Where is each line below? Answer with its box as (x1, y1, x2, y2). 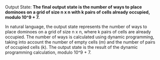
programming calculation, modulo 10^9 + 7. (5, 49, 92, 55)
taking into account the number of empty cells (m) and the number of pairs (5, 39, 156, 45)
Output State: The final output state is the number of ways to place (5, 4, 142, 10)
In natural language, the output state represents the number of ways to (5, 24, 147, 30)
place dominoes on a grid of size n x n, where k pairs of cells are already (5, 29, 151, 34)
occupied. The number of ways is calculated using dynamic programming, (5, 34, 155, 40)
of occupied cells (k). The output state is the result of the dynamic (5, 45, 138, 50)
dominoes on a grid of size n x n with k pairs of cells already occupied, (5, 9, 150, 15)
